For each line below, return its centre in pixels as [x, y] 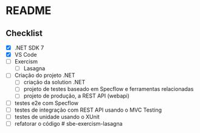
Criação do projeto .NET [45, 75]
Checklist [24, 33]
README [29, 11]
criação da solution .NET [54, 82]
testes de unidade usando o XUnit [57, 117]
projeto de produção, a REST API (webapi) [77, 96]
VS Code [26, 55]
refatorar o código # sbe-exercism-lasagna [68, 123]
